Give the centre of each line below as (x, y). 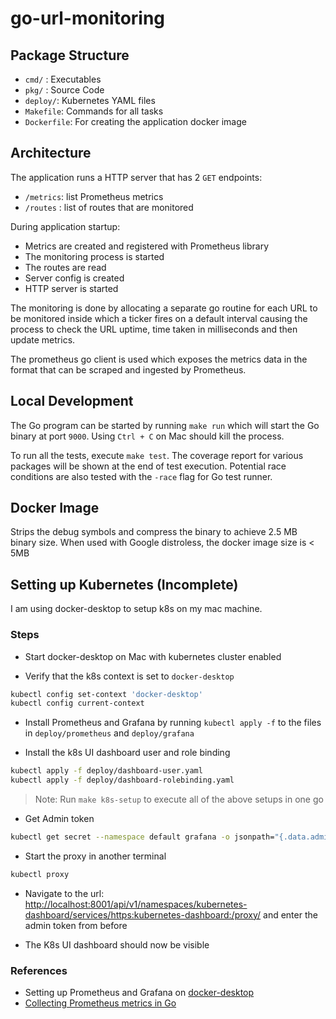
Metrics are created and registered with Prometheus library (147, 246)
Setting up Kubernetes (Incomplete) (124, 584)
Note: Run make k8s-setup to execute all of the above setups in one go (179, 799)
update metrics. (43, 339)
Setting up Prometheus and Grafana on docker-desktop (139, 993)
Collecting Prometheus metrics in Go (100, 1003)
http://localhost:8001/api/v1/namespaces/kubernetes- (136, 904)
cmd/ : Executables (63, 79)
